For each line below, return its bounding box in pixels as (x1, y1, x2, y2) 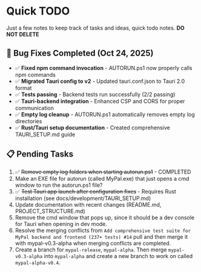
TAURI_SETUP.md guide (15, 131, 76, 138)
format (15, 84, 32, 91)
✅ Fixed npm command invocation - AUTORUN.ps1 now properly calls (15, 64, 193, 71)
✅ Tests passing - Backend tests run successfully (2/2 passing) (15, 91, 176, 98)
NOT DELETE (6, 30, 39, 37)
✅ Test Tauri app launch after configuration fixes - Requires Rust (15, 187, 177, 195)
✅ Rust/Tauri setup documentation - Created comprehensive (15, 124, 171, 131)
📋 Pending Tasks (6, 149, 74, 160)
